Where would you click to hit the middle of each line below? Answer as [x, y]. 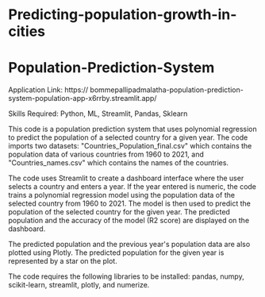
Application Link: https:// [48, 90]
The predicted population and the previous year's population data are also [129, 245]
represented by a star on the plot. [63, 261]
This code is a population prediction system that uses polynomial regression [133, 129]
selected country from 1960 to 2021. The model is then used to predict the [130, 203]
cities [27, 31]
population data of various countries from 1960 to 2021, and [106, 154]
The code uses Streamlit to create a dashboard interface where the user [126, 178]
